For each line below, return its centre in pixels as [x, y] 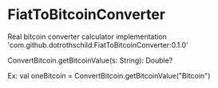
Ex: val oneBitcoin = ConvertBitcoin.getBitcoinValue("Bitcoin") [109, 75]
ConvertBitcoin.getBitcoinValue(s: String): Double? [90, 60]
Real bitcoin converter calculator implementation [87, 36]
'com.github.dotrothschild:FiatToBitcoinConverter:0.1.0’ [98, 44]
